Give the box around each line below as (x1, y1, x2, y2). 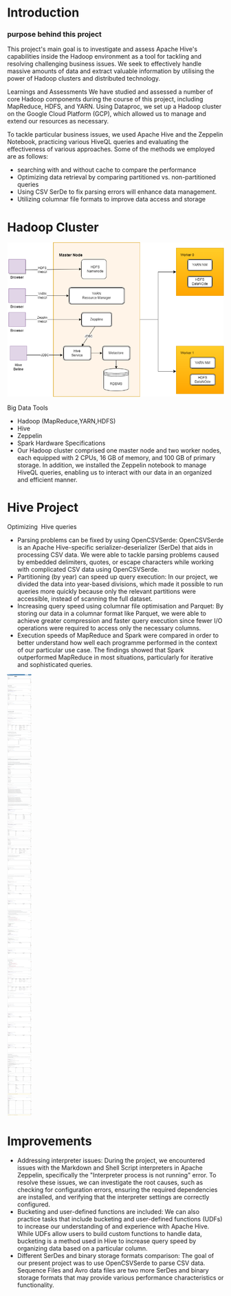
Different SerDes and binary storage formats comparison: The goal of (16, 1252, 214, 1260)
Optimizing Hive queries (7, 523, 77, 531)
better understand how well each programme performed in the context (16, 639, 218, 647)
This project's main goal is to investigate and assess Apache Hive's (7, 45, 198, 53)
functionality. (16, 1281, 54, 1289)
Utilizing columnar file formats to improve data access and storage (16, 195, 206, 203)
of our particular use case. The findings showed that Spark (16, 646, 184, 655)
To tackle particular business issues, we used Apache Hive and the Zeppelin (7, 130, 223, 139)
